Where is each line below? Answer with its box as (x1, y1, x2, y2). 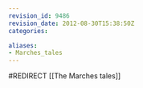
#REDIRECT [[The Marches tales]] (8, 71, 121, 81)
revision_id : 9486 (8, 11, 70, 20)
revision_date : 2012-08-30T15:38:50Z (8, 19, 135, 27)
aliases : (8, 41, 38, 49)
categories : (8, 27, 48, 35)
